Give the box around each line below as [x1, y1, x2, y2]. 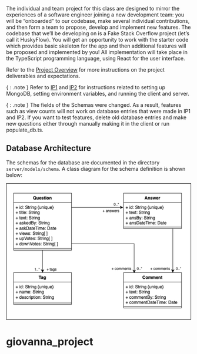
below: [6, 171, 22, 178]
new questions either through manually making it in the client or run [6, 120, 169, 127]
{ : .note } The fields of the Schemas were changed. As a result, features [6, 102, 182, 108]
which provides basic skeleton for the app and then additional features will [6, 42, 186, 49]
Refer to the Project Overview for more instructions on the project [6, 66, 165, 73]
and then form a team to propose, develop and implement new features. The [6, 23, 191, 31]
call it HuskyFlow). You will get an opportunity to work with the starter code [6, 36, 189, 43]
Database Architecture [6, 143, 91, 153]
